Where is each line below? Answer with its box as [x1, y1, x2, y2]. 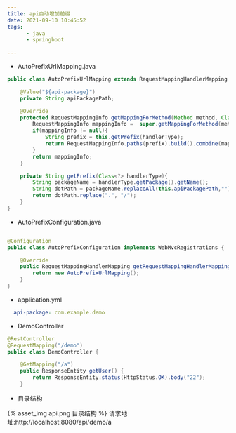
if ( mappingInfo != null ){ [32, 127, 109, 134]
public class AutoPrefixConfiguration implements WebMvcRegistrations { [7, 244, 225, 251]
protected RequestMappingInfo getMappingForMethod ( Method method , [20, 114, 218, 121]
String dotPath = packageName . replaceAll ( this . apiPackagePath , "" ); [32, 185, 234, 193]
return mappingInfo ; [32, 153, 93, 160]
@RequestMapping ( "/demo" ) [7, 342, 83, 349]
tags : [7, 23, 23, 30]
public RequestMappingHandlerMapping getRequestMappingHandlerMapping [20, 263, 231, 270]
